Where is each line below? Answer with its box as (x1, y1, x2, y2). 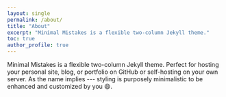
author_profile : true (7, 42, 69, 48)
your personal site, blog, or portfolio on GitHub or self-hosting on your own (7, 68, 218, 76)
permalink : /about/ (7, 16, 63, 23)
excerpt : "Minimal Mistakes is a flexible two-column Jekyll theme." (7, 29, 210, 36)
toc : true (7, 36, 36, 42)
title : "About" (7, 23, 51, 29)
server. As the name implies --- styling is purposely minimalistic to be (7, 75, 203, 83)
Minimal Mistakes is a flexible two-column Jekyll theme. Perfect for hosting (7, 61, 219, 68)
